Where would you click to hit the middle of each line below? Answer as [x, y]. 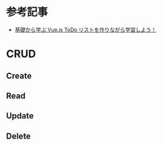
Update [20, 116]
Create [19, 75]
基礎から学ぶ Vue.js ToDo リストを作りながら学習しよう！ [86, 30]
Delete [18, 136]
